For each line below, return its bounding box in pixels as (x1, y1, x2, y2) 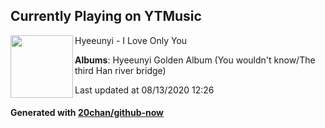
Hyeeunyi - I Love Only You (74, 34, 188, 46)
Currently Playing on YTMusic (10, 8, 202, 25)
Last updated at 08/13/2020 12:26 (74, 84, 215, 96)
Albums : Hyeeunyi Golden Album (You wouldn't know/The (74, 54, 316, 66)
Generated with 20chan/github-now (10, 107, 165, 119)
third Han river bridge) (74, 64, 167, 76)
